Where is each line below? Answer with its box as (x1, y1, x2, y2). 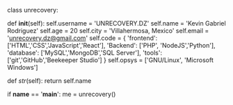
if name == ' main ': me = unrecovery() (7, 90, 116, 98)
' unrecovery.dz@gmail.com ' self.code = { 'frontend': (7, 34, 158, 42)
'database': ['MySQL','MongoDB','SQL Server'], (7, 48, 141, 57)
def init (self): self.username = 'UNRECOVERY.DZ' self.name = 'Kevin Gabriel (7, 19, 226, 27)
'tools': (142, 48, 162, 57)
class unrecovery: (7, 6, 58, 14)
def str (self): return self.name (7, 77, 92, 85)
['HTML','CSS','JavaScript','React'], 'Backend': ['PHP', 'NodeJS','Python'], (7, 41, 216, 49)
